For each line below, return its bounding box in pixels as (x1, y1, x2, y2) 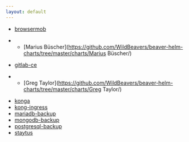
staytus (14, 129, 33, 136)
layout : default (5, 8, 46, 15)
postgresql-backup (14, 122, 63, 129)
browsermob (14, 25, 46, 32)
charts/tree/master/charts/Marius (23, 49, 107, 57)
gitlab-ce (14, 61, 37, 68)
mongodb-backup (14, 116, 60, 123)
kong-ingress (14, 103, 48, 111)
